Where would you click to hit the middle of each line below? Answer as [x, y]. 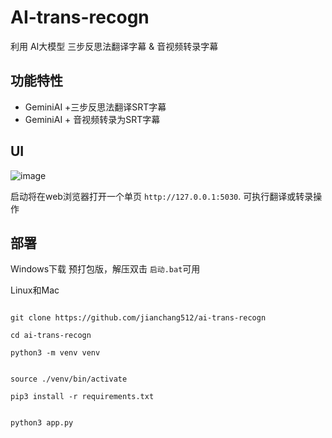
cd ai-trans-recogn [51, 336]
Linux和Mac [35, 290]
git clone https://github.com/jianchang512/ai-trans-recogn [138, 318]
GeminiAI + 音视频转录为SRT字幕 [92, 119]
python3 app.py [42, 423]
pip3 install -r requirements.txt [82, 397]
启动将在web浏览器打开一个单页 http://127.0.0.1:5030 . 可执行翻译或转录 [162, 196]
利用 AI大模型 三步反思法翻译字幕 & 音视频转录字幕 [114, 46]
